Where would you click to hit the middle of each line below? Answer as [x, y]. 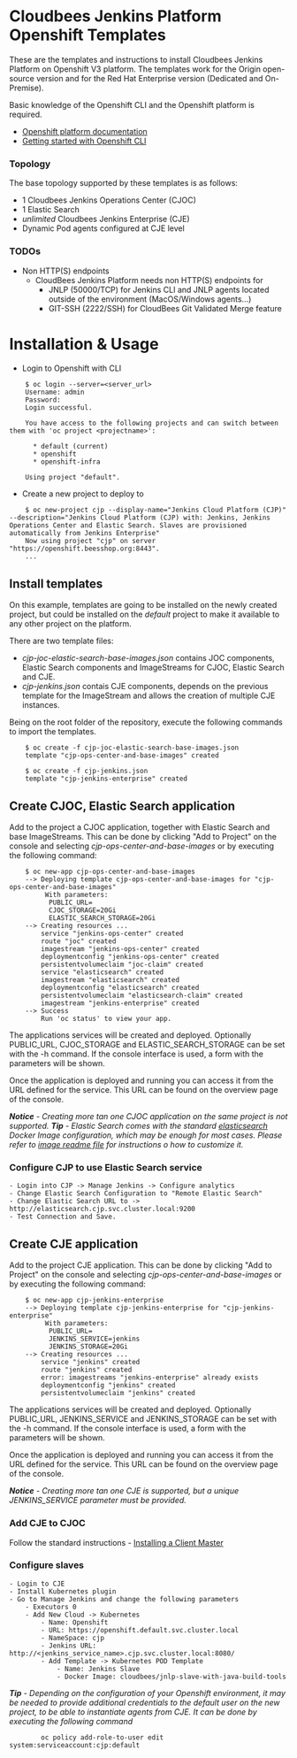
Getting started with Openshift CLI [84, 141]
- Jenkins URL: [69, 1646]
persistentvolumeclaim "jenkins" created [118, 1393]
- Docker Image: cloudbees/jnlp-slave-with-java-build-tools [171, 1677]
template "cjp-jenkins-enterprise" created [107, 779]
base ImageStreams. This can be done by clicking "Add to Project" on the [143, 837]
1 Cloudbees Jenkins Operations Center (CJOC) [109, 200]
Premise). [27, 88]
